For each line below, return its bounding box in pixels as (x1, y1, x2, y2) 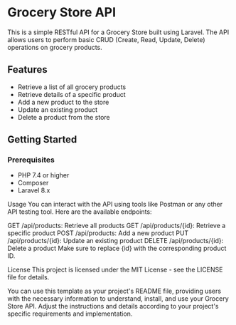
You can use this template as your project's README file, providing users (7, 287, 222, 296)
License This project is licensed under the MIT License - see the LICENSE (7, 265, 223, 274)
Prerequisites (7, 155, 55, 165)
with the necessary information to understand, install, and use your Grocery (7, 294, 229, 303)
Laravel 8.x (17, 186, 50, 195)
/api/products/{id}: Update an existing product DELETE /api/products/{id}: (7, 237, 224, 245)
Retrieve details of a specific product (17, 90, 126, 98)
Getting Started (7, 133, 77, 146)
